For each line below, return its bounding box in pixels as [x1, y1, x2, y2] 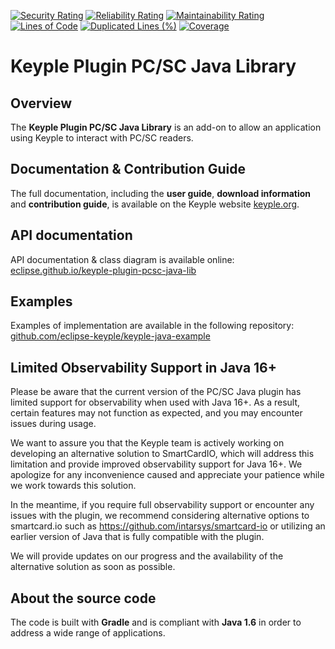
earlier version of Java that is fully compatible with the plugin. [10, 531, 265, 543]
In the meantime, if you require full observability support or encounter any [10, 499, 315, 511]
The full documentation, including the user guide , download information [10, 187, 312, 199]
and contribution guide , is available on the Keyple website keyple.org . [10, 198, 300, 210]
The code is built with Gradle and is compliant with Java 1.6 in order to [10, 616, 302, 629]
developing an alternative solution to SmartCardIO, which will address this [10, 448, 315, 460]
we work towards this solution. [10, 480, 137, 492]
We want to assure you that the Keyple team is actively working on [10, 437, 285, 449]
